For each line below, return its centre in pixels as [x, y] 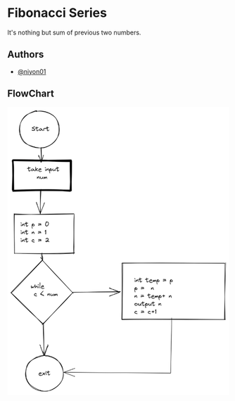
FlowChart [31, 94]
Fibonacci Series [57, 13]
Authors [26, 55]
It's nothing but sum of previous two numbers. [74, 32]
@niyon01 [32, 71]
